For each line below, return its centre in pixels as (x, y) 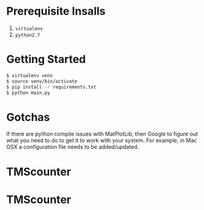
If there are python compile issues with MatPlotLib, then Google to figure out (102, 134)
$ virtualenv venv (30, 75)
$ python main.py (28, 93)
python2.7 (28, 35)
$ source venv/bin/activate (42, 81)
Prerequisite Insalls (56, 11)
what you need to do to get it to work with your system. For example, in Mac (102, 140)
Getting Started (46, 60)
